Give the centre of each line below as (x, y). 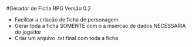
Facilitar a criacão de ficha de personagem (66, 19)
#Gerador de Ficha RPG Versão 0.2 (48, 8)
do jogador (28, 32)
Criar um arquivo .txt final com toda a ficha (66, 38)
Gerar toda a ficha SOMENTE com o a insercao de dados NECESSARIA (100, 26)
